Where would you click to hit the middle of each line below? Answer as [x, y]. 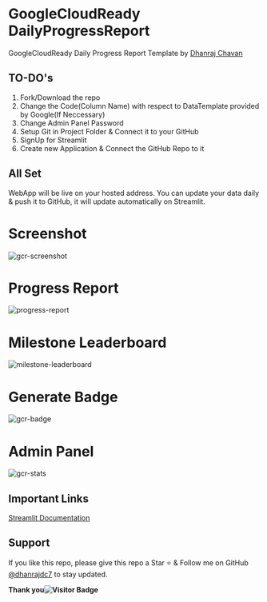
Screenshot [48, 233]
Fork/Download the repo [60, 98]
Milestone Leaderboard [88, 343]
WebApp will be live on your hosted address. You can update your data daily [134, 193]
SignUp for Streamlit [53, 140]
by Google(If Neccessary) [62, 114]
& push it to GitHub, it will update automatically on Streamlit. [107, 201]
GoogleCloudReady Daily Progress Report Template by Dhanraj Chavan [126, 53]
